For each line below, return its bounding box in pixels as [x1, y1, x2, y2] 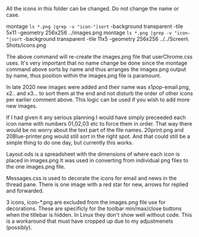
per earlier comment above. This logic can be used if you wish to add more [6, 96, 190, 103]
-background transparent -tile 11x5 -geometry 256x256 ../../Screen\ [23, 36, 189, 42]
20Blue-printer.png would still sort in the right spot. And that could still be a [6, 133, 190, 140]
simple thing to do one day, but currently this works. [6, 139, 134, 146]
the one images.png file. [6, 163, 65, 170]
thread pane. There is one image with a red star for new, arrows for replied [6, 181, 189, 188]
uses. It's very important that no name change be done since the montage [6, 59, 188, 66]
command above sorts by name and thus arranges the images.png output [6, 66, 187, 73]
